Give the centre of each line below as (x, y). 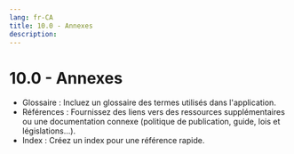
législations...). (49, 131)
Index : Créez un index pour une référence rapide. (113, 141)
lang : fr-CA (31, 17)
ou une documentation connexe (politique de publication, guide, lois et (151, 122)
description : (33, 34)
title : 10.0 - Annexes (51, 26)
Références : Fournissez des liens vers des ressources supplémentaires (154, 112)
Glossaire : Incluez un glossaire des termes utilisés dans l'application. (149, 102)
